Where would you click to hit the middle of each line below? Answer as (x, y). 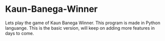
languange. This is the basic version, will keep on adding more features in (80, 28)
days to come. (20, 33)
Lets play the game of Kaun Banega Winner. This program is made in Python (83, 23)
